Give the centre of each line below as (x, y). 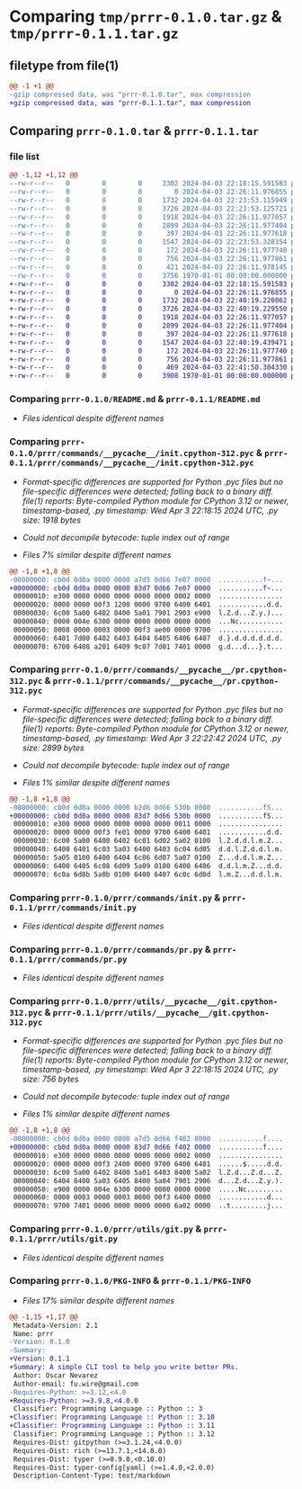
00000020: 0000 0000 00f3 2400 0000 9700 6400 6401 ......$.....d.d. (148, 1164)
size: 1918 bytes (52, 520)
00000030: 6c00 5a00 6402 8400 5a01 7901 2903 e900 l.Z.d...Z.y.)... (148, 614)
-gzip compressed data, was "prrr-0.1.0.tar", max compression (130, 94)
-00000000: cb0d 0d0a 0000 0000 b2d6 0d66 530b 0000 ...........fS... (146, 807)
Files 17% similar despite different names (98, 1300)
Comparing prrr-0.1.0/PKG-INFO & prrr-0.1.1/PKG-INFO (130, 1281)
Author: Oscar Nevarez (56, 1375)
